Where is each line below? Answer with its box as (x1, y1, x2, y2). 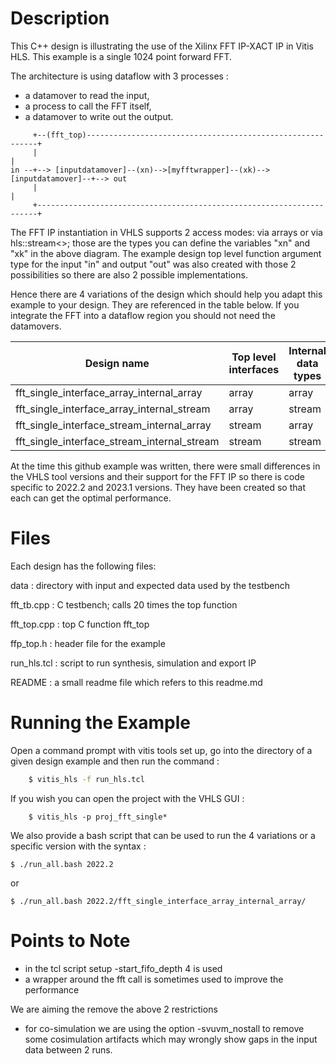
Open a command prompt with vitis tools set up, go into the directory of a (10, 744, 313, 756)
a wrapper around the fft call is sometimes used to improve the (24, 973, 284, 985)
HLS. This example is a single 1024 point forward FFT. (10, 50, 233, 62)
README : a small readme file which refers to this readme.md (10, 676, 263, 688)
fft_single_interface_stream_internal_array (15, 418, 212, 432)
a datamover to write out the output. (24, 110, 174, 122)
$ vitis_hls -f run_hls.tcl (28, 774, 145, 784)
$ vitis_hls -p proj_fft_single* (28, 812, 168, 822)
